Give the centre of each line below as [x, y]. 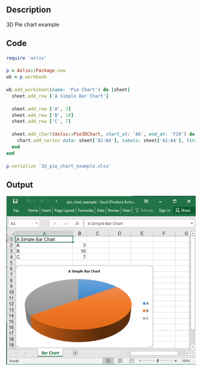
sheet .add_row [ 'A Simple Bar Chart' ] [60, 96]
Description [29, 10]
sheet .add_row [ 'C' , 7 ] [41, 122]
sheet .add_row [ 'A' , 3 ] [41, 109]
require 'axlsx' [26, 58]
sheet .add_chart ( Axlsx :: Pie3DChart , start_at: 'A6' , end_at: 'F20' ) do [103, 134]
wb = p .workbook [26, 77]
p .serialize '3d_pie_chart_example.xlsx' [59, 166]
